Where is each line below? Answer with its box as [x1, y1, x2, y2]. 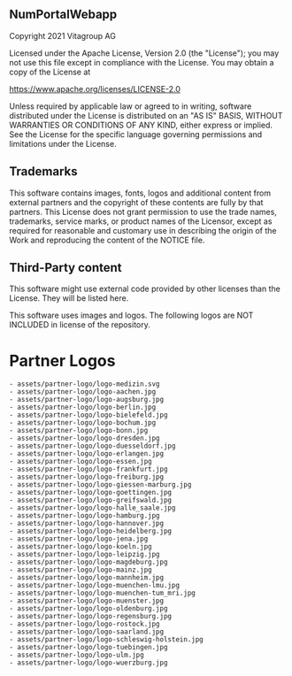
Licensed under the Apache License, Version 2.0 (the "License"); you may [9, 48, 280, 58]
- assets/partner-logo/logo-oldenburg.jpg [9, 604, 168, 613]
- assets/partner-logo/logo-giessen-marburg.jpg [9, 480, 192, 489]
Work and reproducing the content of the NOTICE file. [9, 234, 205, 245]
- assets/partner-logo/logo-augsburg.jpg [9, 396, 165, 404]
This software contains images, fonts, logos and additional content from [9, 188, 272, 198]
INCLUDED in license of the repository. [9, 319, 150, 330]
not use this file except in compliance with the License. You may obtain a [9, 57, 274, 67]
